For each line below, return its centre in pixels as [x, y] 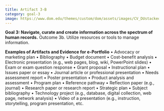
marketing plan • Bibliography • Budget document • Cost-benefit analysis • [81, 57]
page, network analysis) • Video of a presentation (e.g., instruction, [73, 98]
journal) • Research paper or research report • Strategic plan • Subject [76, 88]
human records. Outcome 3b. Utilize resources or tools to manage [72, 37]
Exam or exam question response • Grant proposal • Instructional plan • [78, 67]
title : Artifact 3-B [26, 9]
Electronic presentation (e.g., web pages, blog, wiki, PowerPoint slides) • [78, 62]
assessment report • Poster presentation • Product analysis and [70, 78]
